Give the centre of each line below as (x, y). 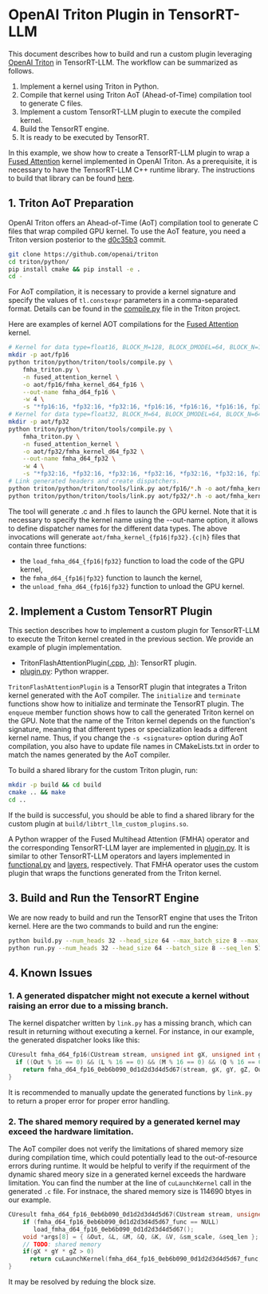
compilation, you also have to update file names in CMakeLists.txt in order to (134, 747)
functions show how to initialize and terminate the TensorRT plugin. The (126, 704)
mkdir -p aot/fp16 (39, 355)
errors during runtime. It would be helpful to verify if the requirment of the (129, 1166)
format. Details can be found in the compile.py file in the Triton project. (124, 309)
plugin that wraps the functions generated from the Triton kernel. (115, 874)
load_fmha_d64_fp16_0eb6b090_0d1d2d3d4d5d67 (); (114, 1229)
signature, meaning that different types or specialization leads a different (128, 730)
